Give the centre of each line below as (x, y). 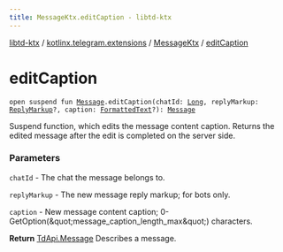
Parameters (34, 158)
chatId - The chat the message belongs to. (87, 177)
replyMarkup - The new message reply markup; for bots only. (120, 195)
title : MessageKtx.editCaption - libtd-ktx (91, 17)
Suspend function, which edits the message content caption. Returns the (142, 126)
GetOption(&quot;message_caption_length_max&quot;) (109, 221)
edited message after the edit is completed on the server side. (122, 135)
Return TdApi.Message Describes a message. (93, 238)
